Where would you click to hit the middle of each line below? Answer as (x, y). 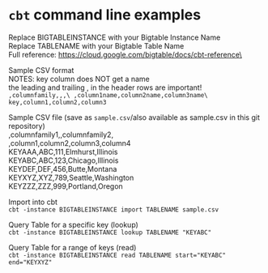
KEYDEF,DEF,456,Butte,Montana (63, 168)
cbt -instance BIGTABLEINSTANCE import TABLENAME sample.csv (114, 209)
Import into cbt (33, 202)
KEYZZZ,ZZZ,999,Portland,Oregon (66, 186)
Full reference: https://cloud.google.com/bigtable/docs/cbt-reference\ (125, 54)
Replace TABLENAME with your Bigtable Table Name (96, 45)
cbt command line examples (104, 15)
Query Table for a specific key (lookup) (74, 224)
